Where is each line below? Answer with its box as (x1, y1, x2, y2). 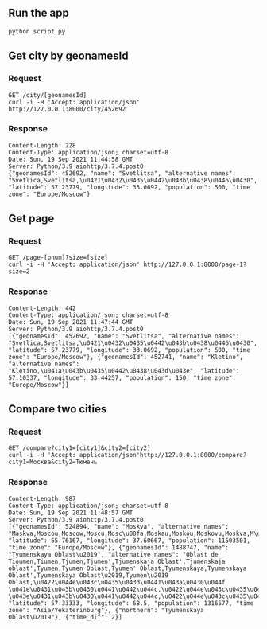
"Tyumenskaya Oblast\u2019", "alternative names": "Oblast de (8, 550, 219, 558)
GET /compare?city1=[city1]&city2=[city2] (8, 444, 151, 452)
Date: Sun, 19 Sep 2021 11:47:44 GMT (8, 318, 133, 326)
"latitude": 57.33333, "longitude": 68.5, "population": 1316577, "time (8, 599, 254, 608)
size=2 (8, 268, 30, 275)
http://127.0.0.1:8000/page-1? (143, 260, 247, 269)
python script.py (8, 27, 66, 35)
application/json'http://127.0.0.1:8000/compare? (79, 451, 247, 459)
